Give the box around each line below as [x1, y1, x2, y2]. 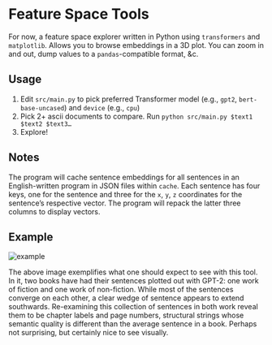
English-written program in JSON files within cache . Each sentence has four [8, 180, 261, 191]
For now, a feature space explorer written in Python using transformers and [8, 32, 261, 41]
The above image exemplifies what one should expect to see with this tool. [8, 267, 258, 277]
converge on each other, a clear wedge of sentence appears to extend [8, 293, 244, 303]
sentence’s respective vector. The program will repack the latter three [8, 198, 241, 208]
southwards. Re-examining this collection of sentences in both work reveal [8, 302, 258, 312]
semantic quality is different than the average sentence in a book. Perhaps [8, 319, 257, 329]
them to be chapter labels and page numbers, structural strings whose [8, 310, 244, 321]
